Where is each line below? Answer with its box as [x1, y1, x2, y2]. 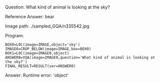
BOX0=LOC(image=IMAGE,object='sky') [5, 42, 80, 47]
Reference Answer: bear [5, 14, 55, 19]
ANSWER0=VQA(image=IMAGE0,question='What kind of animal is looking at [5, 55, 155, 60]
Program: [5, 33, 24, 38]
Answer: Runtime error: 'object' [5, 72, 69, 78]
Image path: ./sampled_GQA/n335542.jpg [5, 23, 90, 29]
